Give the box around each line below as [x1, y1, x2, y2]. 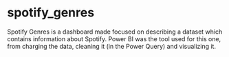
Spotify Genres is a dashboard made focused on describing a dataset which [7, 27, 223, 36]
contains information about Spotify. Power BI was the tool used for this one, [7, 34, 221, 43]
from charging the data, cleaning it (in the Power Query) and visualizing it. [7, 42, 217, 50]
